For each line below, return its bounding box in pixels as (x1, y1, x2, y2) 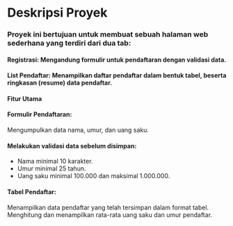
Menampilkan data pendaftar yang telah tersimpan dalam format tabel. (7, 203, 209, 211)
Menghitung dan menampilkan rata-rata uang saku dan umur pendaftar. (7, 210, 213, 219)
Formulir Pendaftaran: (7, 110, 72, 119)
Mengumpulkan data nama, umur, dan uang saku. (7, 126, 150, 134)
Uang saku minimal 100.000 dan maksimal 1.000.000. (17, 172, 170, 180)
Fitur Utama (7, 94, 42, 103)
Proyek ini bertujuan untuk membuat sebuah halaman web (7, 30, 209, 40)
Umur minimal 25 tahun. (17, 164, 86, 173)
